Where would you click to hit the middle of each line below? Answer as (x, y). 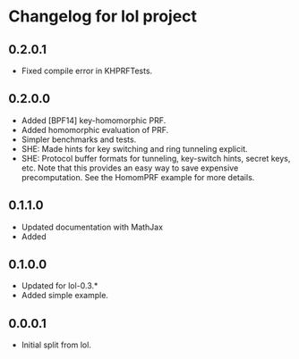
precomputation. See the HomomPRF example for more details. (138, 177)
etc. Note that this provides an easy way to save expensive (130, 168)
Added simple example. (65, 296)
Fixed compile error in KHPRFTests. (87, 71)
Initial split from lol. (56, 345)
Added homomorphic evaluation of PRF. (95, 129)
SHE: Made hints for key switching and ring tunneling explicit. (134, 148)
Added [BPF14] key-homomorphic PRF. (94, 120)
